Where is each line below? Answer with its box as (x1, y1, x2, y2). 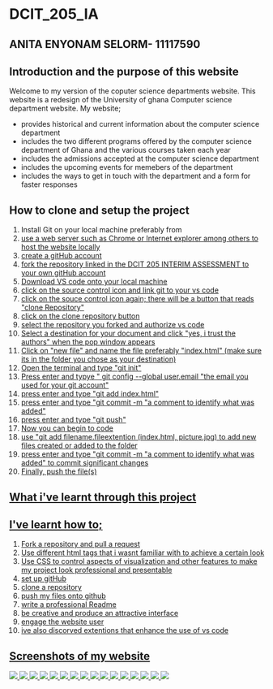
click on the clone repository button (20, 311, 140, 321)
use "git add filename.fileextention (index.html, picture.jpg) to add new (20, 432, 257, 442)
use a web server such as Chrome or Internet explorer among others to (20, 233, 258, 244)
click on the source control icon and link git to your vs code (20, 285, 220, 295)
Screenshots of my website (9, 649, 151, 663)
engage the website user (20, 617, 105, 626)
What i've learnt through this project (9, 490, 197, 504)
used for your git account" (20, 380, 109, 390)
